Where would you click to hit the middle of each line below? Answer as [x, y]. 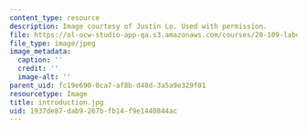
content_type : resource [55, 18]
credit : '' [38, 69]
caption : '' [41, 60]
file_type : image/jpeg [53, 43]
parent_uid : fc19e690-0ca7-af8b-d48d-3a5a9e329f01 [108, 85]
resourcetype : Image [49, 94]
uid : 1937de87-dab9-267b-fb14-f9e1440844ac [94, 111]
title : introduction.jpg [57, 102]
